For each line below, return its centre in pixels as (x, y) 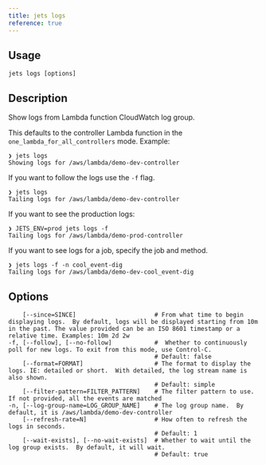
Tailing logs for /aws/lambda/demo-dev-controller (94, 199)
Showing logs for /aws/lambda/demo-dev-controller (94, 163)
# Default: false (183, 357)
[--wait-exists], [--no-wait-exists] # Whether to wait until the (137, 440)
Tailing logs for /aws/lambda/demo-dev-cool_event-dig (101, 272)
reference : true (35, 23)
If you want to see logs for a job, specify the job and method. (108, 250)
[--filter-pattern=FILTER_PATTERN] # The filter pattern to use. (139, 392)
